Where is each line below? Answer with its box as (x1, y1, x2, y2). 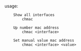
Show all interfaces (13, 13, 55, 17)
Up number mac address (13, 25, 59, 30)
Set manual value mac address (13, 38, 75, 43)
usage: (4, 3, 18, 9)
